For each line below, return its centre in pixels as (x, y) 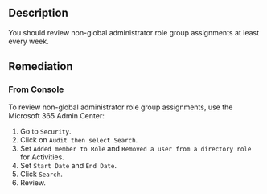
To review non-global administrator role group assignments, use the (121, 107)
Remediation (41, 66)
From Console (36, 89)
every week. (29, 41)
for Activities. (42, 157)
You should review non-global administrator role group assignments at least (134, 32)
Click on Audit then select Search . (79, 139)
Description (38, 13)
